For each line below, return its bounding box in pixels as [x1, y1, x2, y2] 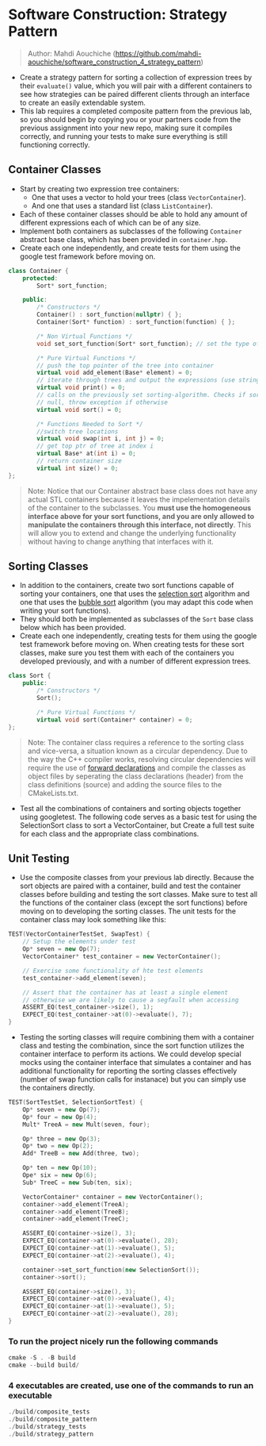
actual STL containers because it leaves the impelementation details [27, 494, 251, 504]
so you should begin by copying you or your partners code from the [19, 114, 241, 124]
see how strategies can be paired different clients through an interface [19, 89, 250, 98]
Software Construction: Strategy [8, 6, 228, 24]
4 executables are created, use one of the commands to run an [8, 1379, 254, 1390]
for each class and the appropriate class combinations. [19, 829, 199, 838]
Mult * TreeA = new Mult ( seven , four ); [22, 1121, 150, 1129]
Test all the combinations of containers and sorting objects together [19, 803, 241, 813]
